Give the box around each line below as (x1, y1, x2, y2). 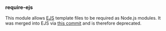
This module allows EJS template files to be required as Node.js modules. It (5, 15, 161, 21)
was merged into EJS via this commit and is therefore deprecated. (5, 20, 142, 26)
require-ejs (5, 4, 33, 11)
